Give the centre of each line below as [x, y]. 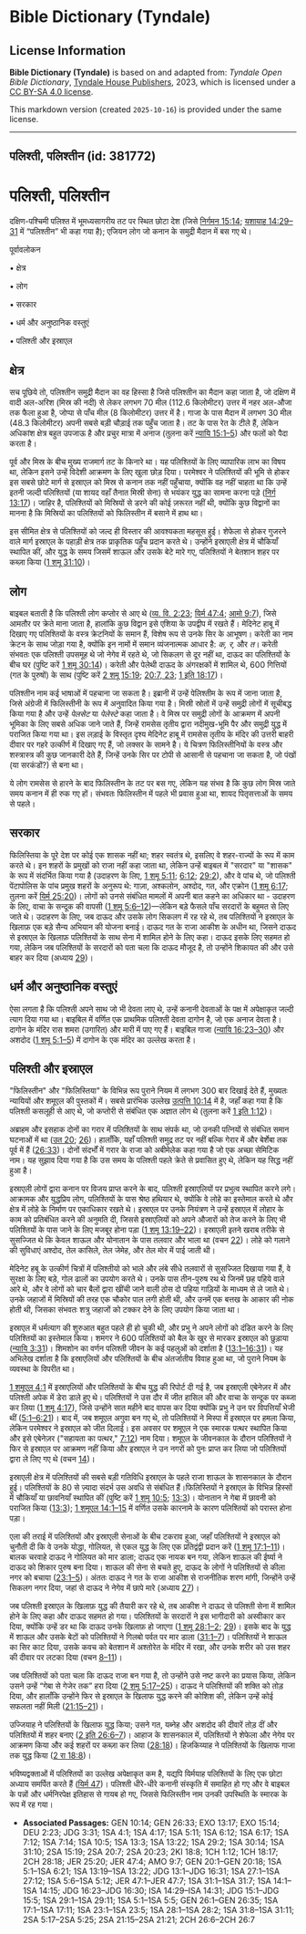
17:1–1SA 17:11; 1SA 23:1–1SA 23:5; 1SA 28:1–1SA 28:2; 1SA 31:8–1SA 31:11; [158, 1910]
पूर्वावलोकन [25, 250]
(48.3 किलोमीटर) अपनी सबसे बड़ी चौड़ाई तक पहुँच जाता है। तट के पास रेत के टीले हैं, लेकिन [144, 423]
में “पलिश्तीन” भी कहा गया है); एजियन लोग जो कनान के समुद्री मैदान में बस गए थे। [136, 232]
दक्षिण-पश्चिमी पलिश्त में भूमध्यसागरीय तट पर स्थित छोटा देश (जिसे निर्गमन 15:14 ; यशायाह [138, 222]
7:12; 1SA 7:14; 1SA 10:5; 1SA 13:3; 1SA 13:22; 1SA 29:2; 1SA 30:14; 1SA [153, 1842]
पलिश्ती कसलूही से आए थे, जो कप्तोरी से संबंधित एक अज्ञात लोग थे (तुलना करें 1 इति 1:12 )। [141, 1111]
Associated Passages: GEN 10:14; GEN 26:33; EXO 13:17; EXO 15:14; [151, 1823]
